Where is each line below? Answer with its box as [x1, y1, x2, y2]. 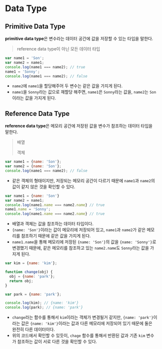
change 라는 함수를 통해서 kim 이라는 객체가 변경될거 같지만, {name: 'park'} [12, 315, 154, 320]
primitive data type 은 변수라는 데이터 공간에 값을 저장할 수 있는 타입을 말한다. [5, 36, 153, 41]
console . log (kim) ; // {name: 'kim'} [5, 301, 79, 305]
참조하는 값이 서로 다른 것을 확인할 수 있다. [17, 339, 98, 345]
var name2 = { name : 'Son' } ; [5, 164, 62, 169]
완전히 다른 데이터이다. [12, 327, 55, 333]
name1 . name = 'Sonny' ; [5, 207, 51, 212]
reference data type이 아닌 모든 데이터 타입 [16, 46, 101, 51]
